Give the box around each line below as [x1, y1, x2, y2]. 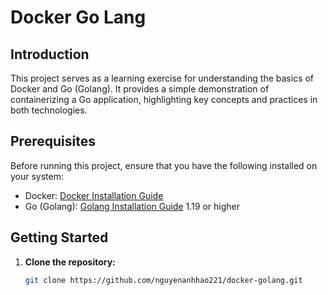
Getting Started [10, 229, 109, 246]
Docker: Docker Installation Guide [24, 189, 164, 201]
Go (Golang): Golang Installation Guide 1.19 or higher [24, 200, 240, 212]
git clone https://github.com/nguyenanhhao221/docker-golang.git [24, 275, 303, 285]
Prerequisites [10, 133, 96, 150]
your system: [10, 170, 65, 182]
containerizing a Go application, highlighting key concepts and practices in [10, 94, 318, 105]
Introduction [10, 46, 90, 63]
